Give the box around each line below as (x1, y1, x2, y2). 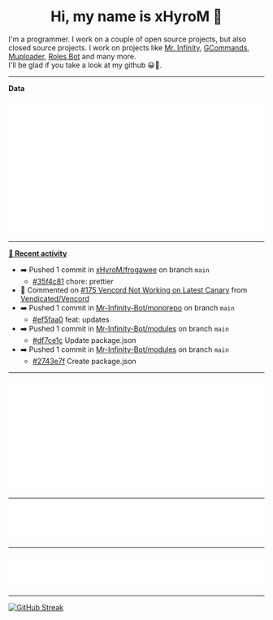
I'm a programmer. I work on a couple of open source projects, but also (8, 34, 247, 44)
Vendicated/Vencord (19, 294, 89, 304)
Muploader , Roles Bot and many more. (8, 51, 136, 61)
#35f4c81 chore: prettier (32, 276, 114, 287)
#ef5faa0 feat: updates (32, 314, 110, 324)
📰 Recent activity (8, 249, 67, 258)
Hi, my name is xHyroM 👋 (50, 7, 223, 26)
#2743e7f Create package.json (32, 357, 136, 366)
